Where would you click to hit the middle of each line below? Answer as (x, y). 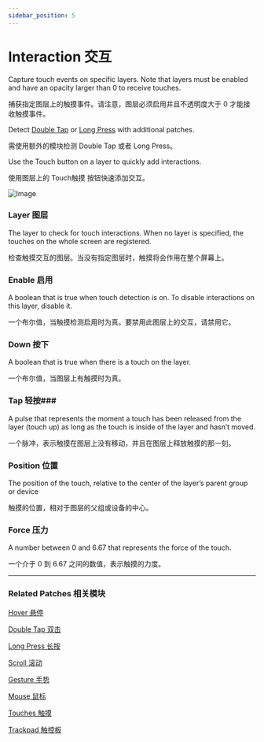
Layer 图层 (28, 215)
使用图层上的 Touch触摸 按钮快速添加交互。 (79, 177)
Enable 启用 (31, 280)
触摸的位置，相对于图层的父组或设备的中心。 (81, 508)
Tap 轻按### (32, 401)
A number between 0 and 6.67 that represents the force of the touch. (120, 547)
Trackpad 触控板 (35, 729)
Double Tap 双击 (35, 629)
